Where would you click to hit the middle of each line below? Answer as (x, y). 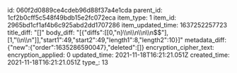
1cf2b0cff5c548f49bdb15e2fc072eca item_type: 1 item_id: (92, 18)
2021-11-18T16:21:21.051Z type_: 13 (58, 62)
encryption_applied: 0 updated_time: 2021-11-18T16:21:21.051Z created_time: (118, 55)
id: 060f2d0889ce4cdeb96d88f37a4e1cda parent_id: (85, 10)
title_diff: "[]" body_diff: (41, 32)
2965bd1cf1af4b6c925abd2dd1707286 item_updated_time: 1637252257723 (117, 25)
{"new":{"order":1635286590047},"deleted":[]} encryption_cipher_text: (111, 47)
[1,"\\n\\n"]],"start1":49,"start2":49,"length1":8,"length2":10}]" (96, 40)
